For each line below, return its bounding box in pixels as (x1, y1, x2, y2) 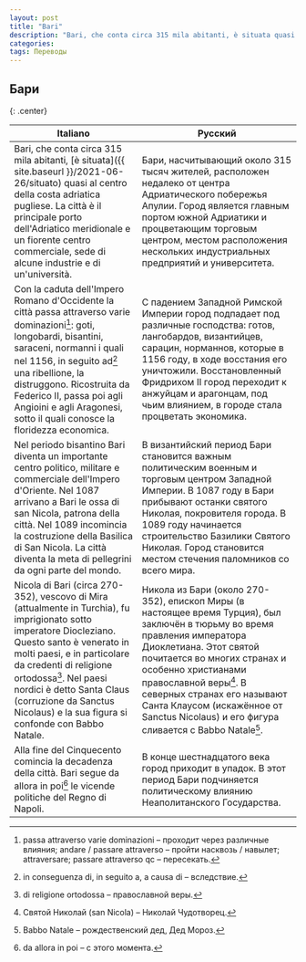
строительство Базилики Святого (141, 529, 291, 542)
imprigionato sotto (14, 612, 93, 625)
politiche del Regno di (14, 791, 107, 804)
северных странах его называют (141, 688, 288, 701)
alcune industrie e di (14, 256, 101, 269)
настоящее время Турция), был (141, 606, 281, 619)
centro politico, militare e (14, 461, 120, 474)
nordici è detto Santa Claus (14, 683, 130, 695)
